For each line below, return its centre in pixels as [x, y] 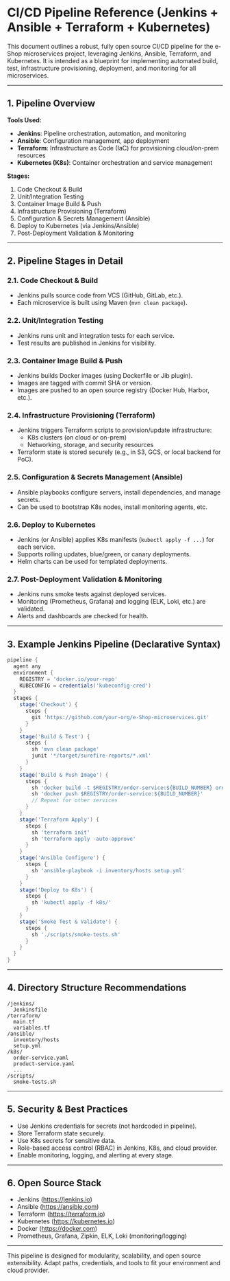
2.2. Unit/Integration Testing [55, 321]
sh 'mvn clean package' [65, 749]
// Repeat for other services [75, 801]
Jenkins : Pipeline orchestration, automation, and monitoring [102, 133]
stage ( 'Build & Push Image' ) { [64, 775]
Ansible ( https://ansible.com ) [58, 1207]
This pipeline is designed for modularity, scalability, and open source [104, 1256]
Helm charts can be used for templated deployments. [92, 561]
